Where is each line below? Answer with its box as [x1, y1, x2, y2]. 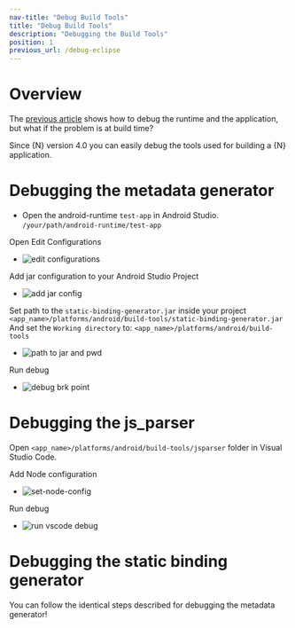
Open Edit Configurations [9, 237, 102, 247]
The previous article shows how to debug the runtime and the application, [9, 114, 279, 124]
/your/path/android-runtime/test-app [21, 221, 162, 230]
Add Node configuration [9, 468, 97, 479]
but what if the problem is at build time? [9, 123, 154, 134]
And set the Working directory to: [9, 323, 133, 333]
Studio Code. [9, 451, 58, 462]
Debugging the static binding [9, 552, 229, 572]
